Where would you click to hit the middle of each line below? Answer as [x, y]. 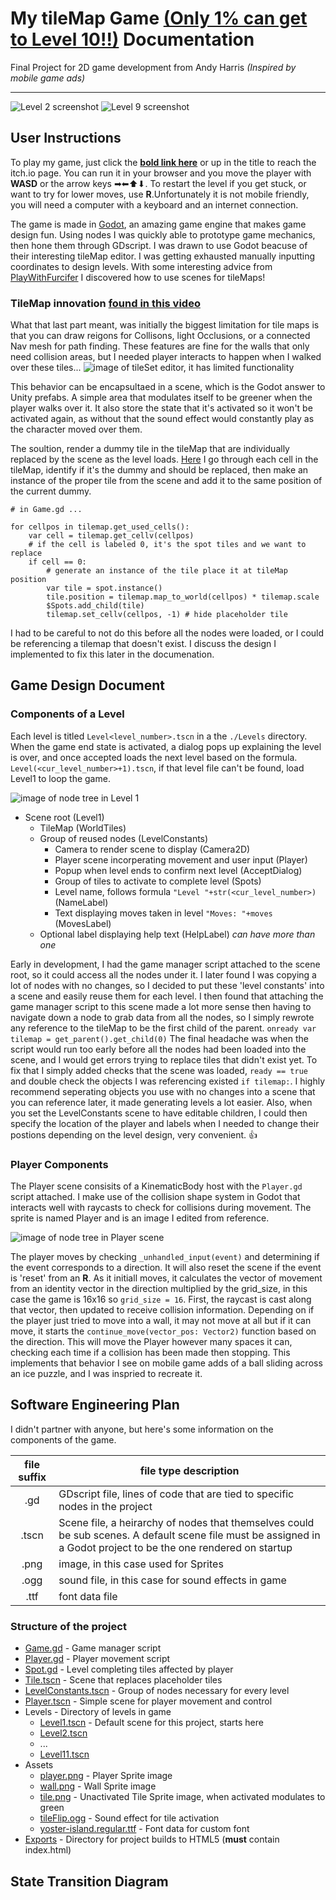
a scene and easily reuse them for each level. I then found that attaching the [167, 996]
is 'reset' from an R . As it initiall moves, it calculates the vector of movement [166, 1278]
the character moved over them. [76, 429]
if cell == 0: [57, 562]
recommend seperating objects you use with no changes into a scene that [163, 1091]
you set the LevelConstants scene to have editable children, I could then [159, 1113]
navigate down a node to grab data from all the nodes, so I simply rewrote [162, 1017]
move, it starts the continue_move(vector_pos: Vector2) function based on [163, 1331]
